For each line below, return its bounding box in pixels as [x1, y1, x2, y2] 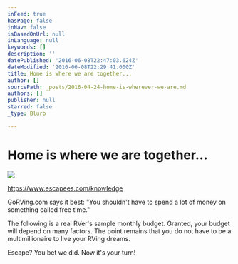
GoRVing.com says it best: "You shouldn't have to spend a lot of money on [7, 198, 227, 206]
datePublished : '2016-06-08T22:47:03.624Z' [7, 57, 139, 64]
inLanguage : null [7, 37, 59, 44]
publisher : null [7, 97, 56, 104]
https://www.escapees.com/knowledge [7, 183, 123, 193]
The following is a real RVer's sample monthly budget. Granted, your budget [7, 219, 230, 228]
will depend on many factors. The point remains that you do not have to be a [7, 226, 232, 235]
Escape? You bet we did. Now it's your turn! [7, 248, 136, 257]
